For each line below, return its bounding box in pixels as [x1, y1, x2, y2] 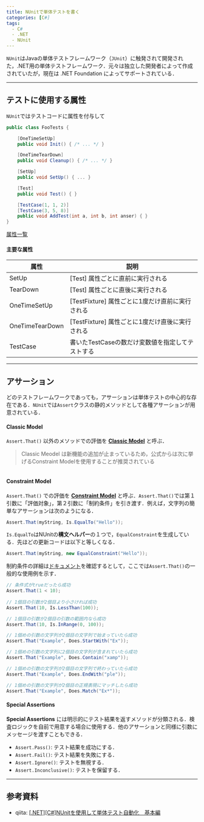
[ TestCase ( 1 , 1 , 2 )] [17, 202, 69, 208]
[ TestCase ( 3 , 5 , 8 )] [17, 207, 69, 213]
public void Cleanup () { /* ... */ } [17, 157, 113, 164]
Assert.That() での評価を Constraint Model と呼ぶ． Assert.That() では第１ [6, 492, 195, 499]
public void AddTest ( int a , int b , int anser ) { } [17, 213, 148, 219]
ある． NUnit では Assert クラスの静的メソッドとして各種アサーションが [16, 401, 190, 409]
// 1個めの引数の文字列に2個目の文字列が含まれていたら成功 [6, 649, 138, 655]
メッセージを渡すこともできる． [6, 730, 86, 737]
